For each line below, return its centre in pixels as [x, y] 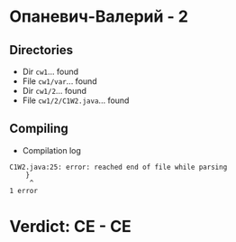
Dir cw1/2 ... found [54, 91]
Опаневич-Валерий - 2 [99, 17]
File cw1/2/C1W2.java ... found [76, 100]
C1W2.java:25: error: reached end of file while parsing [118, 167]
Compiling [39, 129]
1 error [24, 191]
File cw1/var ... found [59, 81]
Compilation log [51, 150]
